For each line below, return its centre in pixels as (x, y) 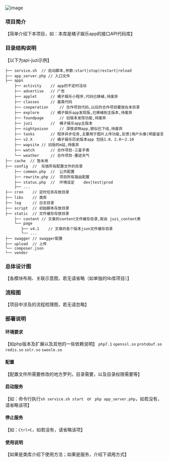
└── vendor (17, 252)
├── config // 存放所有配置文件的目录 (44, 166)
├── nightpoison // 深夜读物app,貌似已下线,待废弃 (68, 129)
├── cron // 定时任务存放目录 (37, 192)
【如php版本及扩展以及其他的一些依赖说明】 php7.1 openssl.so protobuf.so (84, 344)
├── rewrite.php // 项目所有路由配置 (52, 177)
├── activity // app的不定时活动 (50, 86)
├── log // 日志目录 (30, 203)
